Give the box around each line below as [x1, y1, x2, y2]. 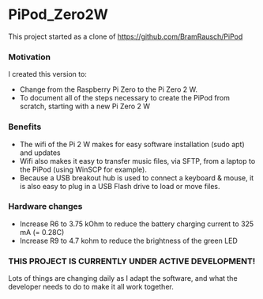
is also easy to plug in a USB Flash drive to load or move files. [19, 181, 220, 191]
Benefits [8, 121, 42, 132]
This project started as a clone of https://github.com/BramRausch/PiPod [8, 32, 243, 41]
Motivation [8, 51, 51, 62]
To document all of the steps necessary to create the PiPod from [19, 93, 231, 103]
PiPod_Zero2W [8, 6, 109, 24]
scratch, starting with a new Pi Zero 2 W [19, 101, 151, 112]
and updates [19, 148, 61, 157]
